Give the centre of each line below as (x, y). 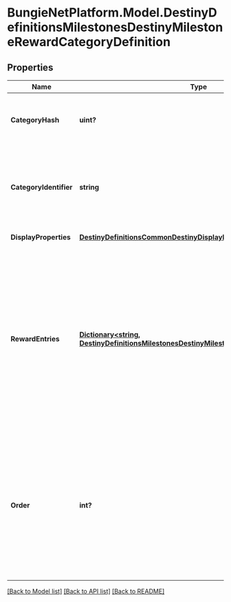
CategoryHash (35, 120)
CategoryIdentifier (42, 187)
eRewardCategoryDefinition (89, 42)
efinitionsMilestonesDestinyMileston (115, 27)
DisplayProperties (41, 237)
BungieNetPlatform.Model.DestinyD (112, 13)
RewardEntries (35, 339)
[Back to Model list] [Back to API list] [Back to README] (86, 591)
